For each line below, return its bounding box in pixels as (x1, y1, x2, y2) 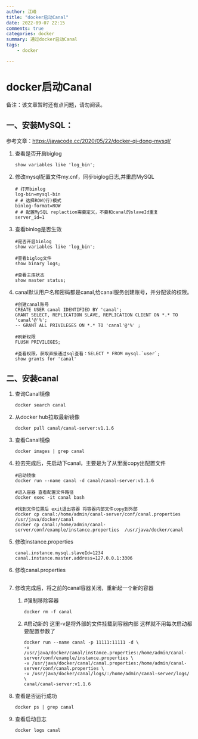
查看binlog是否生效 (14, 225, 62, 232)
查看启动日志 (14, 716, 47, 723)
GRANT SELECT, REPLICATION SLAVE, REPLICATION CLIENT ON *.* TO (14, 312, 178, 318)
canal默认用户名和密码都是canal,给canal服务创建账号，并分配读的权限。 (14, 288, 193, 296)
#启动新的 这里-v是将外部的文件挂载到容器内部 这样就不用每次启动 (23, 620, 187, 628)
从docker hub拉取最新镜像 (14, 414, 80, 421)
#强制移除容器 (23, 597, 59, 604)
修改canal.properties (14, 567, 66, 574)
